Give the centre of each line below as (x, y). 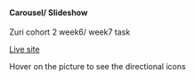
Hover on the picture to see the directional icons (97, 67)
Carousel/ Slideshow (49, 12)
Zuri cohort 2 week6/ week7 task (70, 32)
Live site (24, 50)
